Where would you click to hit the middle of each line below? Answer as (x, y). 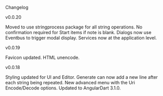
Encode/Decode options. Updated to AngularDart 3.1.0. (63, 88)
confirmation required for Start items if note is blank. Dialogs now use (78, 32)
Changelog (17, 7)
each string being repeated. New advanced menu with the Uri (70, 83)
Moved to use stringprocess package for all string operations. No (74, 27)
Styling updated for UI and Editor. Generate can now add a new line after (82, 77)
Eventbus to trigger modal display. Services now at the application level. (81, 38)
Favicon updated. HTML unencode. (42, 57)
